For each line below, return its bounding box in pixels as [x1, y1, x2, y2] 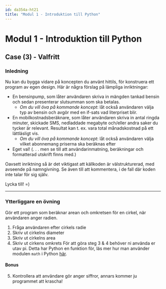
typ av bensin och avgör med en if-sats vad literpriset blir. [19, 109, 137, 115]
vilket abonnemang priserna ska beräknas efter [19, 141, 116, 147]
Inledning [5, 68, 29, 74]
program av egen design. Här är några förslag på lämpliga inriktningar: [5, 84, 148, 90]
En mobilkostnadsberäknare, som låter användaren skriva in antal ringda [12, 115, 160, 121]
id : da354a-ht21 [5, 7, 39, 12]
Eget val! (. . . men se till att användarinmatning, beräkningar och [12, 146, 144, 152]
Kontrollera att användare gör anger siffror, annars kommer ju [12, 273, 137, 279]
